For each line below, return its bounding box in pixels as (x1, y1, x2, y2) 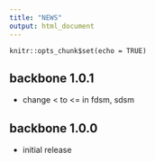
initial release (22, 145, 72, 156)
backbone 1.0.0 (9, 121, 98, 136)
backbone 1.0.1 (9, 70, 95, 85)
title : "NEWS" (9, 13, 63, 22)
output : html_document (9, 22, 95, 31)
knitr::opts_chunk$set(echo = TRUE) (9, 46, 147, 55)
